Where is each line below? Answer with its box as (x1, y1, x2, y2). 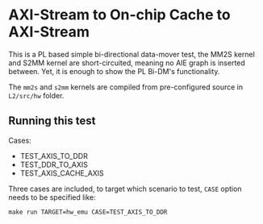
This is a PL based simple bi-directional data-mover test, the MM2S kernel (8, 49, 256, 59)
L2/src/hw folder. (8, 90, 65, 100)
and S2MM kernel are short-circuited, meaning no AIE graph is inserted (8, 58, 246, 68)
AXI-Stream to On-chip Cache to (8, 6, 232, 24)
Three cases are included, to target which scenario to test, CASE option (8, 184, 242, 193)
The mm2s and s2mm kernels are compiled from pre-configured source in (8, 82, 244, 92)
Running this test (8, 114, 96, 128)
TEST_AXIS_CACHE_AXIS (19, 168, 105, 178)
